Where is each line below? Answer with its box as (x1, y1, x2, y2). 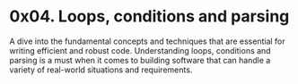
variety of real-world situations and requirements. (9, 64, 193, 75)
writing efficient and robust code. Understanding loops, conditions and (9, 45, 271, 55)
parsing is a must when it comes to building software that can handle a (9, 55, 271, 65)
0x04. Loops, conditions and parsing (9, 6, 290, 27)
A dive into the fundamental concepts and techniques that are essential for (9, 36, 285, 46)
